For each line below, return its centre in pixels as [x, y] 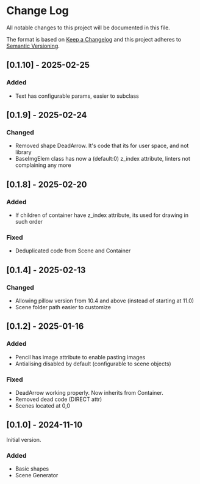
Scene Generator [37, 475]
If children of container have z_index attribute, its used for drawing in [102, 215]
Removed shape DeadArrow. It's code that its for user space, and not [102, 146]
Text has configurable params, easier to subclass [77, 96]
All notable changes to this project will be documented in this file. [88, 28]
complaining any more [43, 165]
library [23, 152]
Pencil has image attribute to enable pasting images [80, 357]
